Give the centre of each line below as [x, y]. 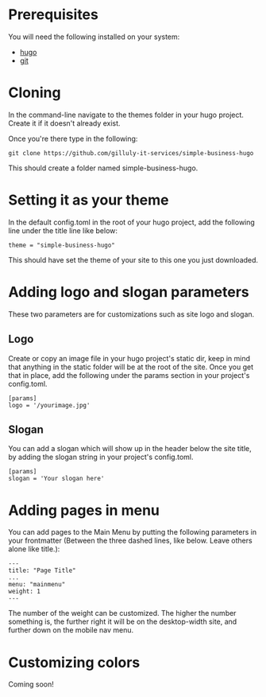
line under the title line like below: [63, 230]
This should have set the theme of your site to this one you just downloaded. [133, 259]
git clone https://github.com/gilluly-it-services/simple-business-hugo [131, 153]
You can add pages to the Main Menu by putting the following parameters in [132, 532]
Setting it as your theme [89, 200]
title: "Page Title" [42, 570]
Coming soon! [31, 684]
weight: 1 [25, 592]
